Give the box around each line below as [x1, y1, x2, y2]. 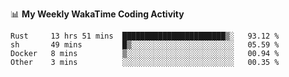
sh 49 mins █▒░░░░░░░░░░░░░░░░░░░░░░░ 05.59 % [10, 40, 280, 50]
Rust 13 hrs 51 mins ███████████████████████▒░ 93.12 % [10, 31, 280, 41]
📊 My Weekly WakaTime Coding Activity [10, 8, 185, 20]
